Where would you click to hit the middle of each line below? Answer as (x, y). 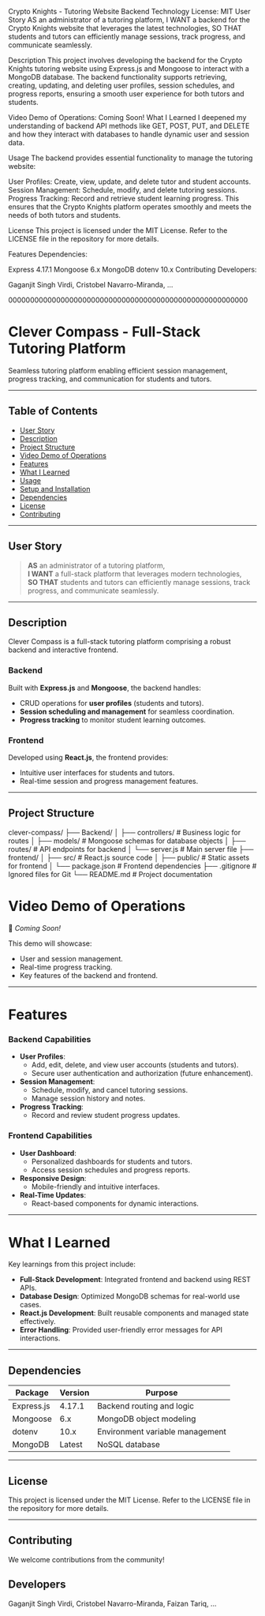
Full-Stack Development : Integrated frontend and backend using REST (135, 1280)
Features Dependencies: (48, 254)
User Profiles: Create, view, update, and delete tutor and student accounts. (129, 182)
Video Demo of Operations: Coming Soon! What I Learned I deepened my (127, 117)
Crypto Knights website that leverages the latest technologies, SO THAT (125, 28)
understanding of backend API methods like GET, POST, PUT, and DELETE (129, 126)
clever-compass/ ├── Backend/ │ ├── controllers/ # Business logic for (125, 832)
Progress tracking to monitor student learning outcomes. (113, 720)
